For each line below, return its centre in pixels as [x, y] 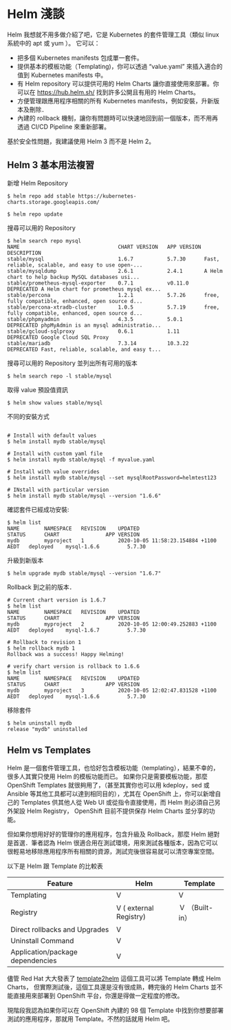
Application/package [44, 951]
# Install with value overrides [53, 472]
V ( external [135, 908]
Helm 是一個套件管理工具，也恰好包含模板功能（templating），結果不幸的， [113, 768]
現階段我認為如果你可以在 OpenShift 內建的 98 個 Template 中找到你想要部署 [115, 1010]
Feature [60, 883]
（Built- [200, 907]
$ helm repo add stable [41, 196]
